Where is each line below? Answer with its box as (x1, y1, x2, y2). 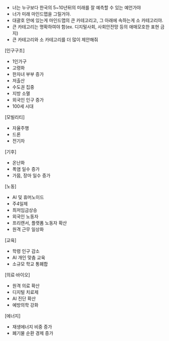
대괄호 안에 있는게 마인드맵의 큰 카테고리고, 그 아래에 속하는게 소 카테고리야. (12, 17, 164, 23)
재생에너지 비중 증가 (12, 324, 52, 330)
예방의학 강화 (12, 302, 39, 308)
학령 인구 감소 (12, 248, 40, 254)
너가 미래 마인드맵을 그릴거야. (12, 11, 71, 17)
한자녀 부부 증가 (12, 71, 44, 77)
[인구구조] (5, 48, 25, 53)
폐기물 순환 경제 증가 (12, 330, 54, 336)
